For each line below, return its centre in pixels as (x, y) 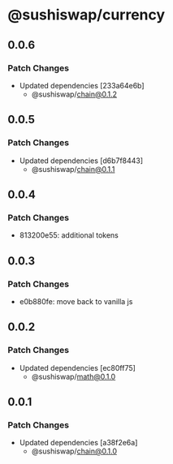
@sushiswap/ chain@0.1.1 (73, 169)
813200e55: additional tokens (69, 235)
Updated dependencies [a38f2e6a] (78, 443)
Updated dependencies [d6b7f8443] (81, 161)
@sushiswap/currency (86, 15)
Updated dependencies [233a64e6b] (82, 85)
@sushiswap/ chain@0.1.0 (74, 451)
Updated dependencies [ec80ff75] (77, 367)
